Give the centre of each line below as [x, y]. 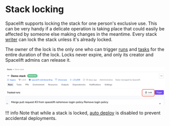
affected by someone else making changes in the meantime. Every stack [81, 34]
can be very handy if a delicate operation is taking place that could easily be [85, 28]
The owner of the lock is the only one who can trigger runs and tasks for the [85, 49]
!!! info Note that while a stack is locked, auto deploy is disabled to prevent [83, 113]
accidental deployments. [31, 118]
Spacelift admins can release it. [38, 60]
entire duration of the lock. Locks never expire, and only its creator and [79, 55]
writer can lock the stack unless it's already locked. [59, 39]
